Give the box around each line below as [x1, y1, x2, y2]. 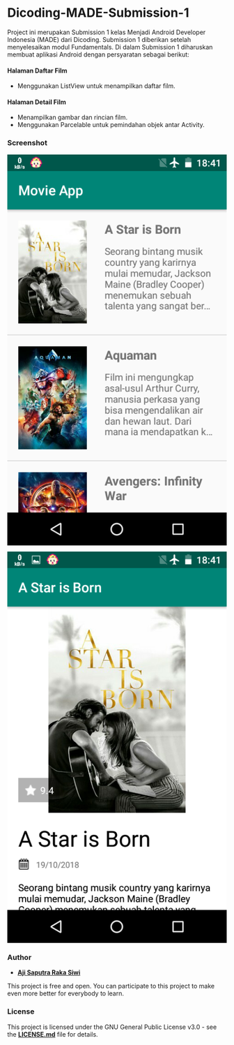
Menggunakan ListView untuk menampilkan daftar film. [17, 82, 175, 90]
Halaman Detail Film [7, 98, 66, 106]
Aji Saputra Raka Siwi [17, 968, 81, 977]
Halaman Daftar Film [7, 66, 68, 75]
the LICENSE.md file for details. [7, 1030, 99, 1038]
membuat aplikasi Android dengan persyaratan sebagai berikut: [7, 50, 189, 59]
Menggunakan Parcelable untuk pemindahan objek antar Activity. [17, 121, 205, 129]
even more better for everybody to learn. [7, 989, 124, 998]
